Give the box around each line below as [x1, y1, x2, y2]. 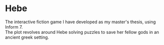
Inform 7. [5, 24, 23, 30]
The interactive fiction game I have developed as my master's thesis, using [5, 19, 156, 25]
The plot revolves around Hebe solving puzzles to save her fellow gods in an [5, 29, 159, 35]
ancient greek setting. [5, 34, 49, 40]
